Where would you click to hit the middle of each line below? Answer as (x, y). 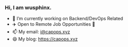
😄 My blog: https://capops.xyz (45, 39)
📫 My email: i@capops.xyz (41, 32)
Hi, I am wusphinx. (28, 8)
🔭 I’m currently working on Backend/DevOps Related (68, 19)
